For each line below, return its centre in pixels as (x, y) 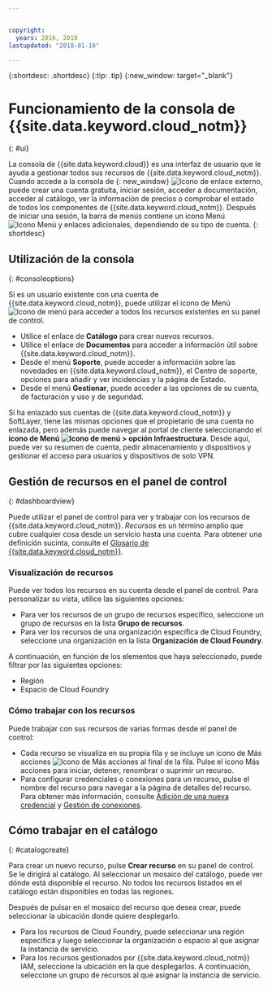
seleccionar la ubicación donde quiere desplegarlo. (94, 916)
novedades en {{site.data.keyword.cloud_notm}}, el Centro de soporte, (139, 371)
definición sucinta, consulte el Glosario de (79, 542)
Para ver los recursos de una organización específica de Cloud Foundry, (141, 632)
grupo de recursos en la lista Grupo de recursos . (102, 623)
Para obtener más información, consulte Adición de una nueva (125, 796)
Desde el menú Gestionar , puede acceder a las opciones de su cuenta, (140, 389)
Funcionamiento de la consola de (122, 109)
